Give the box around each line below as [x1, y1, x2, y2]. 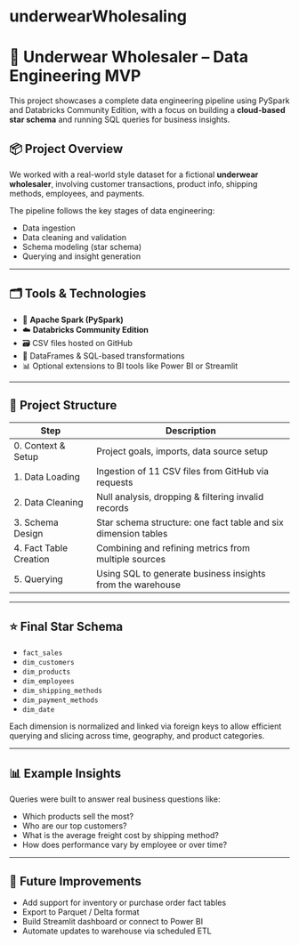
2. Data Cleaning [13, 496, 84, 508]
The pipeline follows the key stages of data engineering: [9, 205, 215, 215]
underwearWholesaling [9, 6, 188, 27]
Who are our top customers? [21, 820, 127, 831]
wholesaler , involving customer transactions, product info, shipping [9, 178, 258, 189]
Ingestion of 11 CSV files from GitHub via [96, 464, 270, 477]
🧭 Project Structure [9, 398, 117, 413]
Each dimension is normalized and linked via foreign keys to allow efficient [9, 721, 282, 731]
